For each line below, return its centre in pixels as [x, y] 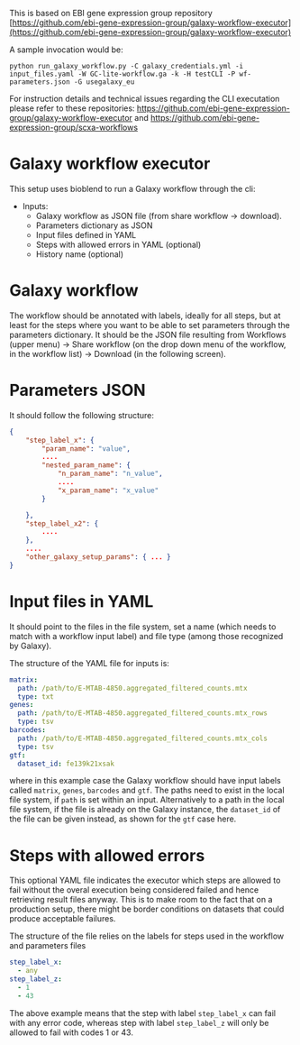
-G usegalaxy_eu [104, 82]
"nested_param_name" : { [86, 465]
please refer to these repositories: [72, 108]
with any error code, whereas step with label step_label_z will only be [139, 1022]
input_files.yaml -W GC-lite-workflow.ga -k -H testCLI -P [123, 74]
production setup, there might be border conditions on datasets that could [147, 909]
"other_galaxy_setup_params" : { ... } [98, 557]
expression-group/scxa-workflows [73, 127]
